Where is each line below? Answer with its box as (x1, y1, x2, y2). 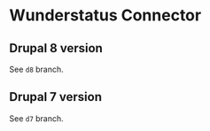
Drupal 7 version (9, 89, 102, 104)
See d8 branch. (9, 64, 64, 74)
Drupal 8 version (9, 41, 104, 56)
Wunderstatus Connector (9, 5, 202, 26)
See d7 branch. (9, 112, 64, 124)
